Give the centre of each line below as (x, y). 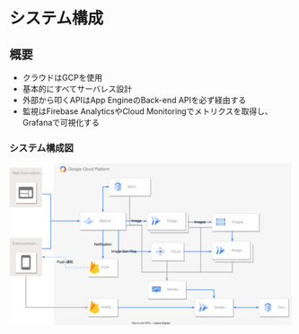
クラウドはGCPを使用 (62, 78)
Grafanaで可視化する (61, 123)
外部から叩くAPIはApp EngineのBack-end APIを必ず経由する (134, 100)
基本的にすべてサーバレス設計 (77, 89)
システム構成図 (42, 147)
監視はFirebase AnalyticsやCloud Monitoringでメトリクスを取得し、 (147, 111)
